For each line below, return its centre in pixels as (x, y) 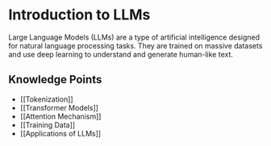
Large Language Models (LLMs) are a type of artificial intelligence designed (134, 37)
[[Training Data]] (47, 125)
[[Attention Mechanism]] (60, 116)
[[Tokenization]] (46, 99)
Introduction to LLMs (79, 15)
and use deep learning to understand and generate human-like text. (121, 54)
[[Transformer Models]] (59, 107)
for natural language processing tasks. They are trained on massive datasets (135, 45)
